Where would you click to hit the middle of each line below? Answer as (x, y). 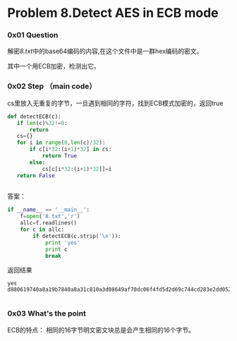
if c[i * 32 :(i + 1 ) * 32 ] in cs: (71, 150)
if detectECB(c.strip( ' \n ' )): (77, 236)
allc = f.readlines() (49, 223)
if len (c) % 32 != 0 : (42, 123)
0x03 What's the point (47, 313)
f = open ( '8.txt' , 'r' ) (50, 217)
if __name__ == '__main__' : (49, 210)
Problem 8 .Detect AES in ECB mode (113, 13)
